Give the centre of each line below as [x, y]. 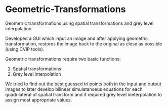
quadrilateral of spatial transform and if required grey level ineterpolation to [83, 94]
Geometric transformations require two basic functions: [63, 59]
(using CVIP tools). [25, 49]
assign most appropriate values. [39, 100]
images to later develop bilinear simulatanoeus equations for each [74, 89]
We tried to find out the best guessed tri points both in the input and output [83, 84]
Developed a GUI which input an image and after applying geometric [77, 38]
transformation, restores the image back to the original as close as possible [84, 43]
